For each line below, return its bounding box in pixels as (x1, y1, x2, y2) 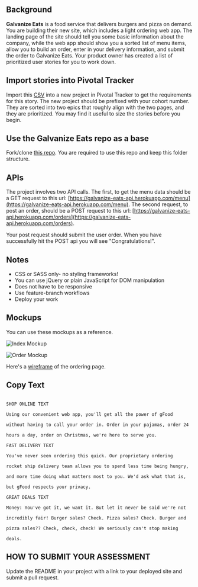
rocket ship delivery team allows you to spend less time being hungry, (6, 463, 189, 469)
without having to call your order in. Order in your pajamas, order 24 (6, 422, 189, 428)
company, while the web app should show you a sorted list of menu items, (6, 39, 187, 46)
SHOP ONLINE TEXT (6, 401, 49, 407)
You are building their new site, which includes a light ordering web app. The (6, 27, 193, 34)
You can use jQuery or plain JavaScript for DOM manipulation (14, 277, 165, 284)
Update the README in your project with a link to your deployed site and (6, 567, 182, 575)
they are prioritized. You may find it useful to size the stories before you (6, 110, 180, 117)
